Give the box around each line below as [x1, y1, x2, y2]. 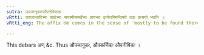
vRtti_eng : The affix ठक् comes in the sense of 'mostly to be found [6, 20, 184, 26]
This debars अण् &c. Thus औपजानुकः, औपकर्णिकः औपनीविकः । [6, 41, 141, 48]
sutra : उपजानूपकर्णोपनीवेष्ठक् [6, 8, 62, 15]
